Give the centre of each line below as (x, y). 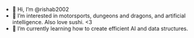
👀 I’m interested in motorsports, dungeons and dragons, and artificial (99, 16)
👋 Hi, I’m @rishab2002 (40, 9)
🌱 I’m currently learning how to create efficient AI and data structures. (100, 28)
